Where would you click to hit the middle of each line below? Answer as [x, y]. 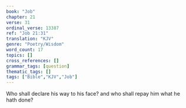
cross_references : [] [33, 60]
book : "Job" [21, 11]
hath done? [20, 100]
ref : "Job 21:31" [27, 33]
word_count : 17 [25, 50]
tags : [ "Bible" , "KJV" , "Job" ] [42, 77]
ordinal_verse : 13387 [33, 28]
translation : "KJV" [30, 39]
